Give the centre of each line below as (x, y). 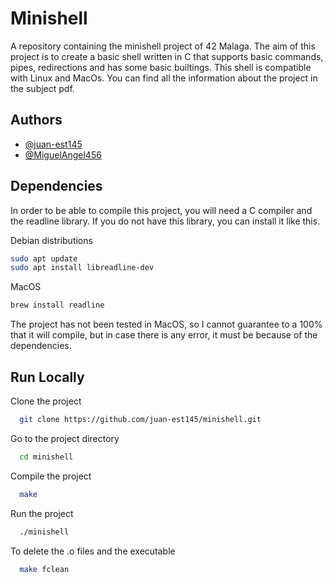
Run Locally (47, 377)
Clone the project (46, 401)
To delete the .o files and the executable (93, 551)
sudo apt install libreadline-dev (82, 268)
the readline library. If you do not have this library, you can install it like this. (165, 221)
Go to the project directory (65, 438)
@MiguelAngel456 (63, 154)
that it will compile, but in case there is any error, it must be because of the (164, 335)
